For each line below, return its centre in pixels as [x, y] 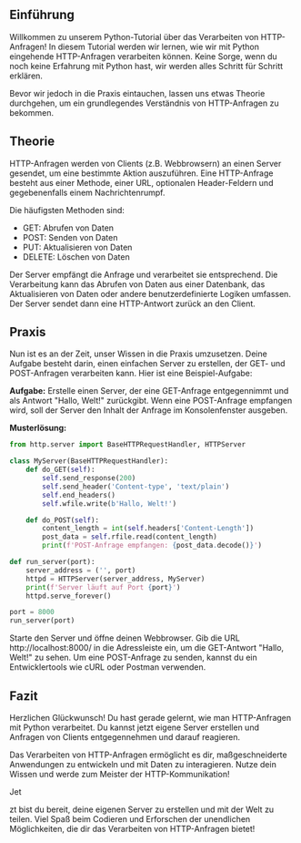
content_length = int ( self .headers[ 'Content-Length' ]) [148, 529]
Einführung [42, 15]
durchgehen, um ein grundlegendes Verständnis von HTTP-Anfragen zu [144, 103]
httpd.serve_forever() [69, 596]
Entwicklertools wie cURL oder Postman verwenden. [108, 667]
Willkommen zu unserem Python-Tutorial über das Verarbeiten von [134, 36]
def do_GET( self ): [60, 470]
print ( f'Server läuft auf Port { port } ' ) [103, 587]
